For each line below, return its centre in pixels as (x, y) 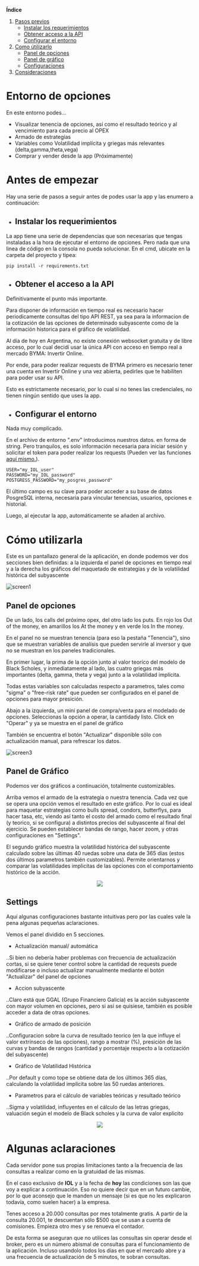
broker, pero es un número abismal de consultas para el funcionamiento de (98, 1244)
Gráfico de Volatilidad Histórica (53, 1066)
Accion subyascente (40, 988)
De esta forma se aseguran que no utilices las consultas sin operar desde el (99, 1237)
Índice (14, 10)
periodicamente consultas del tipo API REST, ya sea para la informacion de (98, 316)
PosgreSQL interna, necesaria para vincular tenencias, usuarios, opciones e (99, 498)
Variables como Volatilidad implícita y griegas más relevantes (89, 143)
